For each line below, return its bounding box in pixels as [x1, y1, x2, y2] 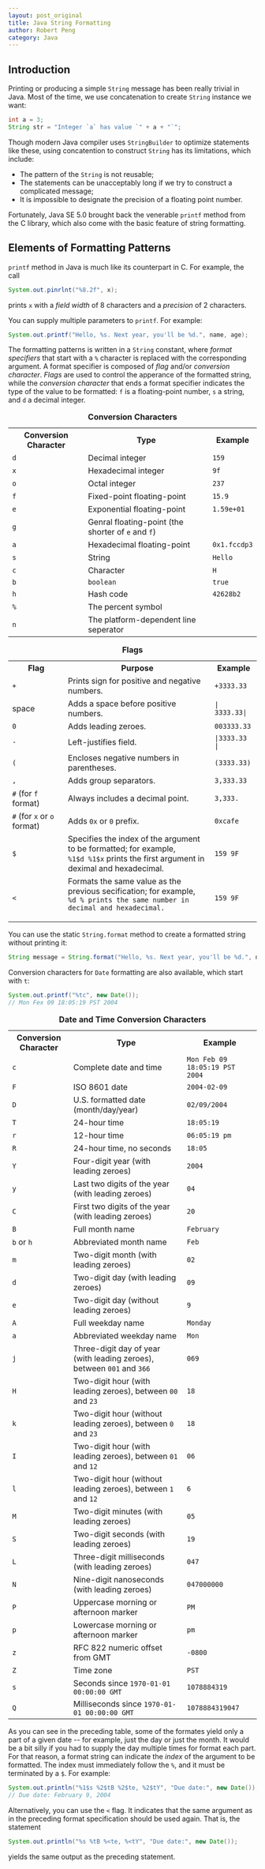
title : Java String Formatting [8, 19, 111, 27]
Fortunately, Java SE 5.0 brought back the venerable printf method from [8, 210, 246, 220]
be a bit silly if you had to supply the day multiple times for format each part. [8, 1743, 256, 1753]
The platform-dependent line [88, 614, 196, 625]
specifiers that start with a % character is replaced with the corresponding [8, 353, 247, 363]
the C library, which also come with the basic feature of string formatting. [8, 218, 246, 227]
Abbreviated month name [73, 1237, 167, 1248]
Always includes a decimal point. [68, 793, 189, 804]
